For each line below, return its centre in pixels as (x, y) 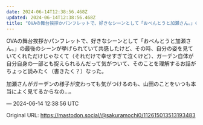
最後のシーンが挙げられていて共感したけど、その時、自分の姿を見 (106, 48)
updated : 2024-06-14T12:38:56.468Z (51, 18)
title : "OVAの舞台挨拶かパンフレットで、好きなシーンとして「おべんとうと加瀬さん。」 (101, 23)
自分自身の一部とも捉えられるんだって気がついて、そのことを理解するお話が (101, 63)
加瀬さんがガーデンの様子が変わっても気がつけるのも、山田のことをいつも (99, 84)
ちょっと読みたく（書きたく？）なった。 (56, 71)
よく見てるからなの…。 (46, 92)
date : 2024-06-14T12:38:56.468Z (47, 12)
